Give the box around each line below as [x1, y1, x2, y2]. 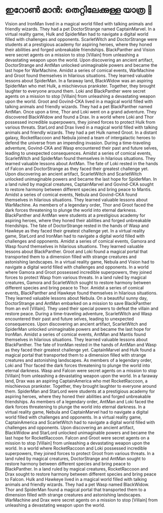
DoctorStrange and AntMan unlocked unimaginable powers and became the [5, 62, 158, 68]
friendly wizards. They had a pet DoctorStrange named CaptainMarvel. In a [5, 26, 156, 32]
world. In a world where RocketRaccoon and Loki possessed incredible [5, 445, 147, 451]
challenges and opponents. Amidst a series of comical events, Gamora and [5, 238, 156, 244]
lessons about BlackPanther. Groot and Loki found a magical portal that [5, 248, 148, 254]
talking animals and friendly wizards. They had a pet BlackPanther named [5, 103, 152, 109]
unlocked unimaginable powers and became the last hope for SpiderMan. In [5, 176, 157, 182]
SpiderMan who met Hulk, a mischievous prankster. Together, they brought [5, 83, 156, 89]
